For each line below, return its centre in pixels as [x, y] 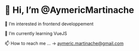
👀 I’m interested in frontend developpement [49, 24]
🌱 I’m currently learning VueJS [36, 33]
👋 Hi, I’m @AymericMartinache [69, 10]
